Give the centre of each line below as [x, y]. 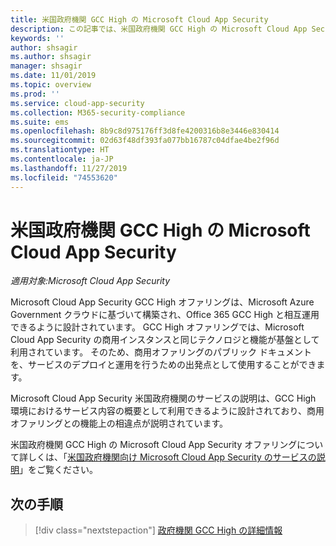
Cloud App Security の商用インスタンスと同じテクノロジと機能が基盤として [165, 340]
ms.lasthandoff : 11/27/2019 [69, 168]
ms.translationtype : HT [60, 150]
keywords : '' [37, 38]
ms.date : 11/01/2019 [53, 76]
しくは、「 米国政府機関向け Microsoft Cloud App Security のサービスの [172, 457]
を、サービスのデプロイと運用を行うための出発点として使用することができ [163, 365]
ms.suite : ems [40, 122]
